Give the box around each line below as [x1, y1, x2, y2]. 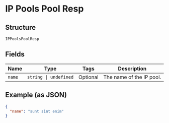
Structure [5, 23, 36, 32]
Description [118, 65, 147, 72]
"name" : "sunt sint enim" [10, 109, 64, 114]
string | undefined [27, 74, 74, 80]
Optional [78, 74, 99, 81]
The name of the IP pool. [103, 74, 161, 81]
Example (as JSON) [5, 91, 67, 99]
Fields [5, 50, 25, 58]
